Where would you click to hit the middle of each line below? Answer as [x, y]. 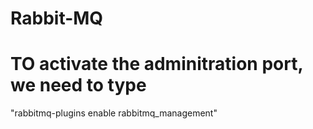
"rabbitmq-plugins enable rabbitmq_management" [114, 113]
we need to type [78, 85]
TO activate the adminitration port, [156, 64]
